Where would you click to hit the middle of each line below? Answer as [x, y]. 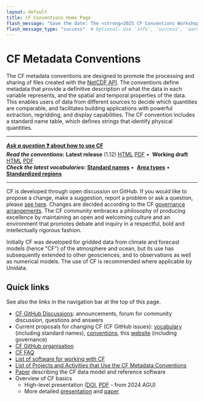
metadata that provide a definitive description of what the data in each [94, 89]
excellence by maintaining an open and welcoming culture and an [88, 218]
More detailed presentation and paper [72, 391]
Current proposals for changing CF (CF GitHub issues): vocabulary [98, 326]
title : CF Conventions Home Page [49, 18]
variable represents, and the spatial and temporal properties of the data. [96, 96]
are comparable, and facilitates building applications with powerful [90, 108]
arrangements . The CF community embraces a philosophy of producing [96, 211]
